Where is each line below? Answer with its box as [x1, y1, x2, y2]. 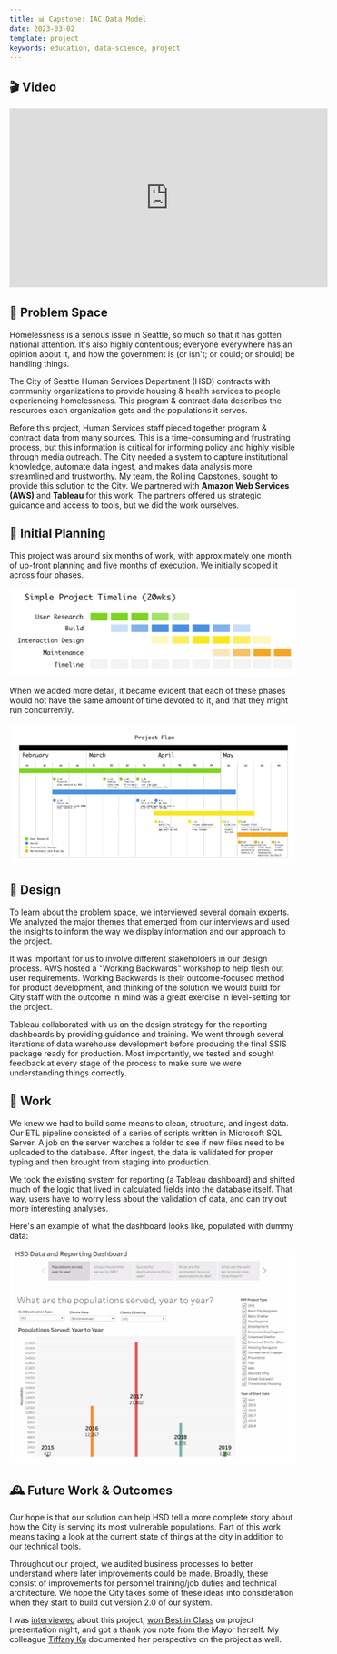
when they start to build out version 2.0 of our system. [9, 1597, 213, 1608]
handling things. [9, 358, 70, 369]
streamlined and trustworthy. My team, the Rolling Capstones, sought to [9, 470, 279, 481]
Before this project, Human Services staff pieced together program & [9, 422, 267, 433]
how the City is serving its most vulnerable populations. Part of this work [9, 1521, 282, 1532]
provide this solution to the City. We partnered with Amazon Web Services [9, 480, 290, 490]
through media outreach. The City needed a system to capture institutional [9, 451, 289, 462]
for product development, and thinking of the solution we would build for [9, 982, 281, 993]
